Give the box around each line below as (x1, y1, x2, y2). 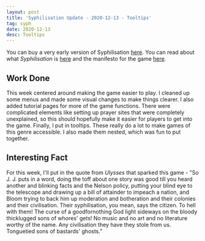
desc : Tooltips (6, 32, 45, 38)
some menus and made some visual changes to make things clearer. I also (6, 96, 194, 103)
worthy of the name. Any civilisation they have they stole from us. (6, 221, 171, 228)
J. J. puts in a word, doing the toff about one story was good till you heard (6, 175, 193, 183)
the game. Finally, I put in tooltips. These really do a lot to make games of (6, 121, 191, 129)
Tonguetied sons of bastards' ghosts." (6, 228, 103, 235)
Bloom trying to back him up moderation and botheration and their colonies (6, 194, 196, 202)
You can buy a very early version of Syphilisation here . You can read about (6, 48, 195, 56)
